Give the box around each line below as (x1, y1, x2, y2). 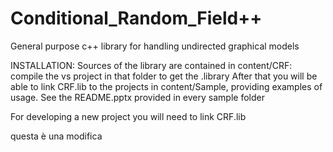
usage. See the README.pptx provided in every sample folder (10, 91, 265, 103)
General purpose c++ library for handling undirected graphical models (10, 40, 300, 52)
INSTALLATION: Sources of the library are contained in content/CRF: (10, 59, 293, 71)
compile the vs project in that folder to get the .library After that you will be (10, 70, 318, 82)
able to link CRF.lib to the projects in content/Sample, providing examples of (10, 80, 323, 92)
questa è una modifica (10, 130, 103, 142)
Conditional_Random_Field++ (10, 7, 263, 30)
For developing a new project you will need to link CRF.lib (10, 110, 247, 122)
